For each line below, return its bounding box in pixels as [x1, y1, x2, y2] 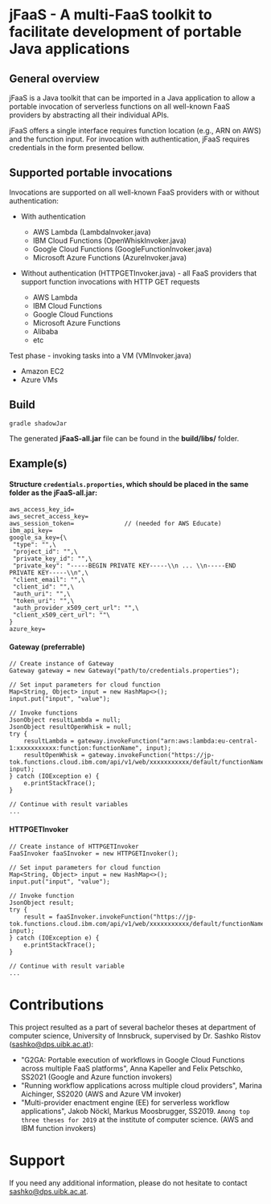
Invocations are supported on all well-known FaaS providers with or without [9, 187, 260, 197]
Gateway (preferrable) [9, 641, 85, 652]
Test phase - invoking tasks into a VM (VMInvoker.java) [9, 350, 192, 360]
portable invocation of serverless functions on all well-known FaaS [9, 102, 230, 111]
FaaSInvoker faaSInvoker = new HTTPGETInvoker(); [9, 850, 179, 858]
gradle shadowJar [9, 420, 68, 428]
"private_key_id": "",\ [12, 555, 92, 563]
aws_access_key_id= [9, 506, 75, 514]
